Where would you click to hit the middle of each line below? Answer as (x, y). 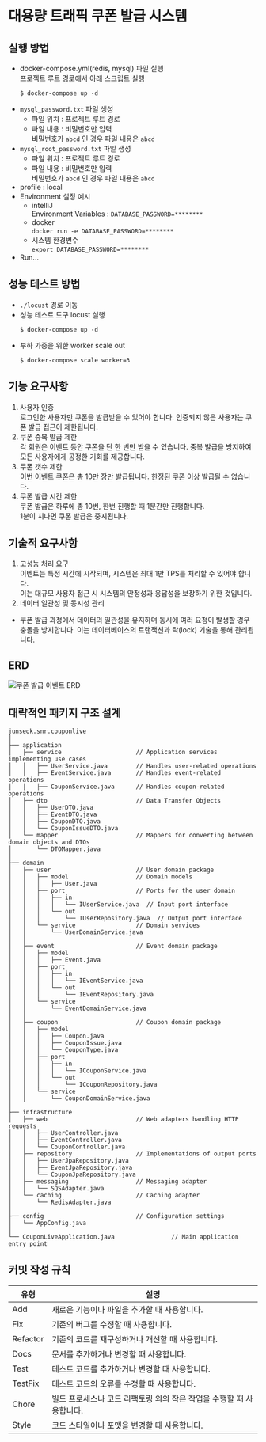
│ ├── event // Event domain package (113, 947)
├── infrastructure (40, 1113)
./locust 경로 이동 (49, 305)
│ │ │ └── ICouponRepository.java (83, 1085)
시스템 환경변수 (55, 240)
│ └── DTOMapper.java (55, 849)
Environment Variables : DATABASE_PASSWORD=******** (117, 214)
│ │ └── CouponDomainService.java (79, 1099)
